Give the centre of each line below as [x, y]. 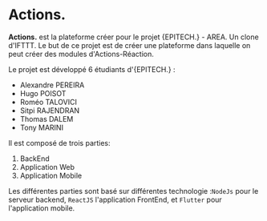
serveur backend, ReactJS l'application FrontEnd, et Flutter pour [115, 199]
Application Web [47, 167]
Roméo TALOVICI [49, 102]
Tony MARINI [42, 127]
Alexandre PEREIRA [52, 85]
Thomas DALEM [47, 119]
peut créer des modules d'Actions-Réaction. [81, 54]
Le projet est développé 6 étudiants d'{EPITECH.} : [92, 69]
